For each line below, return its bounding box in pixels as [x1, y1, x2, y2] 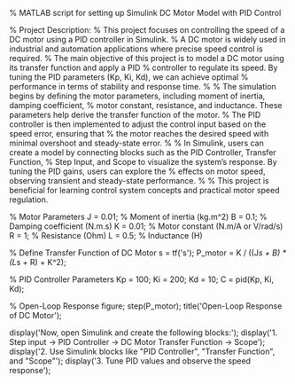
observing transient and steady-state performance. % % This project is [9, 176, 269, 185]
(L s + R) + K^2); [9, 257, 66, 267]
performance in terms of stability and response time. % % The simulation [9, 82, 276, 91]
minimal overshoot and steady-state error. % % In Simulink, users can [9, 137, 264, 148]
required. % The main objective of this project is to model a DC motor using [9, 53, 285, 63]
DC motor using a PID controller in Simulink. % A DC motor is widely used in [9, 35, 286, 44]
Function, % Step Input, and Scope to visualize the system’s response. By [9, 157, 277, 167]
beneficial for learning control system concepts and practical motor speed [9, 185, 281, 195]
